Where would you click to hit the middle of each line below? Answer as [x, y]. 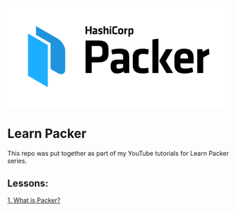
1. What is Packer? [34, 200]
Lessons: [28, 183]
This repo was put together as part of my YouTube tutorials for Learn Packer [118, 154]
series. [17, 161]
